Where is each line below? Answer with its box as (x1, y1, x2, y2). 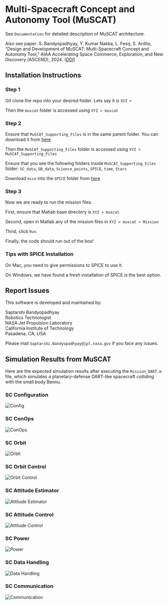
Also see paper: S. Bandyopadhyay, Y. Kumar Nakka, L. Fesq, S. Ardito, (5, 40, 152, 46)
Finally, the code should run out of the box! (5, 238, 94, 244)
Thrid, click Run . (5, 228, 38, 234)
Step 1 (5, 86, 21, 93)
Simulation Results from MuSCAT (5, 355, 111, 363)
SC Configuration (5, 391, 49, 398)
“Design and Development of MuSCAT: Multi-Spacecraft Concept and (5, 46, 149, 52)
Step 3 (5, 188, 22, 195)
